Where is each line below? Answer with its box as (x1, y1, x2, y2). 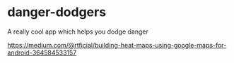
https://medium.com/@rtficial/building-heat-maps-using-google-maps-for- (7, 41, 227, 49)
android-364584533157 (7, 48, 77, 57)
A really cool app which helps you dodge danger (7, 27, 148, 36)
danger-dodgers (7, 4, 107, 20)
